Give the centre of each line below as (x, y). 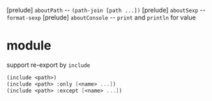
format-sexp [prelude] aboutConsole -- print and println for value (101, 17)
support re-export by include (48, 65)
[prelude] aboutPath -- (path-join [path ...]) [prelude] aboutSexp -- (106, 10)
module (29, 46)
